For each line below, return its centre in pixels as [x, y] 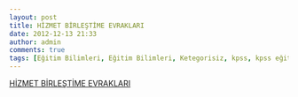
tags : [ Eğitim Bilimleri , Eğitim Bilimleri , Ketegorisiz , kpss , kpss [141, 58]
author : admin [35, 42]
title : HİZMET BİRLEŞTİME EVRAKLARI [77, 26]
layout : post [33, 17]
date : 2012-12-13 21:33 [53, 34]
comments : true [37, 50]
